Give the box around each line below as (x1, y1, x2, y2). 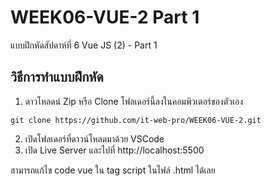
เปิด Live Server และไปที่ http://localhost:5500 (24, 144, 205, 156)
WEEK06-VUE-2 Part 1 (10, 6, 200, 29)
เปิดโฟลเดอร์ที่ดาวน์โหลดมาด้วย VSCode (24, 132, 165, 145)
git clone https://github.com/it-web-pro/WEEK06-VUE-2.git (10, 115, 262, 125)
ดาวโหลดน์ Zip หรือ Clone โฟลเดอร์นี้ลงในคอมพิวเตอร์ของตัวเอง (24, 95, 243, 107)
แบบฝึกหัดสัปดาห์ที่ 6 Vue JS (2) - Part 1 (10, 39, 158, 51)
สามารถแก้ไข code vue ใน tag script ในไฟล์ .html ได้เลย (10, 164, 216, 176)
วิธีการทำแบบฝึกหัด (10, 69, 104, 86)
